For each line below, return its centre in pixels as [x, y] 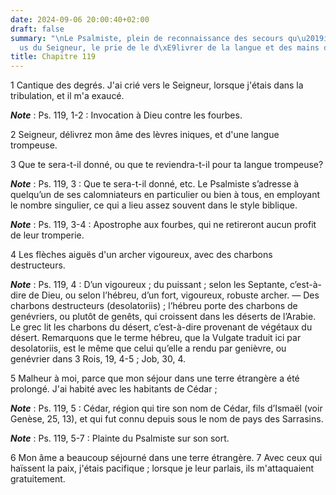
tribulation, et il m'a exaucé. [67, 96]
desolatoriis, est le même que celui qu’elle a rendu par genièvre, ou [148, 348]
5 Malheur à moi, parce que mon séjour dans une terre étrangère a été [155, 378]
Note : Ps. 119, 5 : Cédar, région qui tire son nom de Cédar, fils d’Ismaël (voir [166, 408]
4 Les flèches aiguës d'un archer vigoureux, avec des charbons [141, 255]
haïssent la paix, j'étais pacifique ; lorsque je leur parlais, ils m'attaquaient [162, 468]
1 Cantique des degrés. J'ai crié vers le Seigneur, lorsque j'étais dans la [157, 85]
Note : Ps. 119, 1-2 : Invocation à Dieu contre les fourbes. [126, 115]
